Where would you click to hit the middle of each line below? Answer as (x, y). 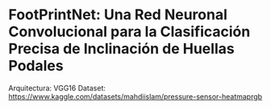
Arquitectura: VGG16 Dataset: (57, 88)
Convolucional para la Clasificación (129, 32)
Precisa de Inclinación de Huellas (122, 49)
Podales (36, 66)
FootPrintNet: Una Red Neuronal (118, 15)
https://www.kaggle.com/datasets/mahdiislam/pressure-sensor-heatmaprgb (135, 96)
